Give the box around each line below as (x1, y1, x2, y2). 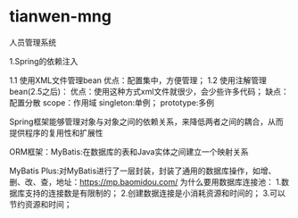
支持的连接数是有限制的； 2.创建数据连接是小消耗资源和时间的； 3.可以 (24, 188, 286, 198)
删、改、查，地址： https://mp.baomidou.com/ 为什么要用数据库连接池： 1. (9, 176, 282, 187)
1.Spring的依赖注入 (9, 55, 79, 66)
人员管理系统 (9, 37, 56, 47)
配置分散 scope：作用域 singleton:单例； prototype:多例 (9, 96, 214, 108)
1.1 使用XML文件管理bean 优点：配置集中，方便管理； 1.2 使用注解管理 (9, 74, 268, 86)
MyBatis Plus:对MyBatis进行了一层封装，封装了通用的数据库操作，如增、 (9, 165, 277, 176)
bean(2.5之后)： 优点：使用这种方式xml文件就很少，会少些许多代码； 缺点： (9, 86, 290, 96)
